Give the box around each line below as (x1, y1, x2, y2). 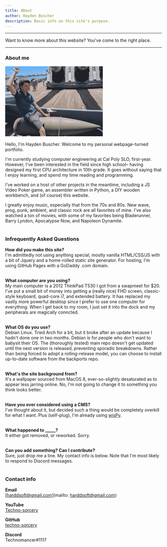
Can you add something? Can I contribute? (5, 447, 95, 453)
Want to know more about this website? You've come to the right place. (5, 37, 152, 43)
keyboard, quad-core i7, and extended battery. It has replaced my (16, 293, 151, 299)
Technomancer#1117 (5, 537, 47, 543)
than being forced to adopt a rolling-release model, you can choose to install (5, 350, 162, 356)
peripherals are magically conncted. (5, 309, 79, 315)
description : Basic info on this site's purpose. (5, 18, 110, 23)
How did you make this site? (5, 246, 65, 252)
